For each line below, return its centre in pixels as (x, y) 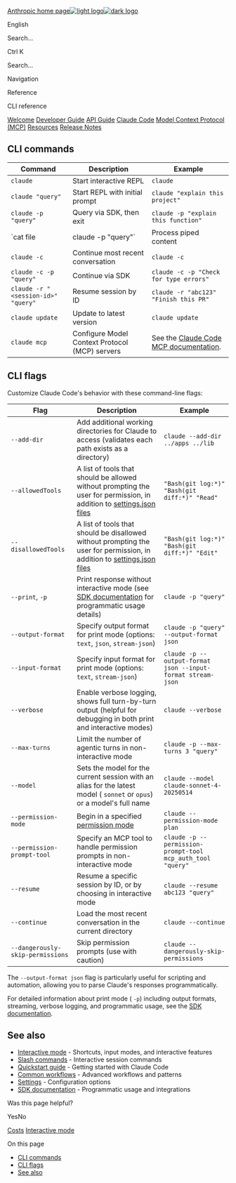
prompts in (94, 855)
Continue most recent (108, 253)
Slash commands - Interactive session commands (90, 1059)
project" (166, 200)
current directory (105, 931)
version (85, 322)
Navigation (23, 79)
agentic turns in (103, 748)
